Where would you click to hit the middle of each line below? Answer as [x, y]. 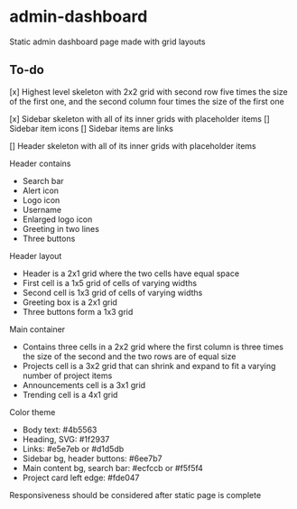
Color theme [32, 412]
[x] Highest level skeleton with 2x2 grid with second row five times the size [148, 91]
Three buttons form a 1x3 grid [78, 311]
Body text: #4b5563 [60, 430]
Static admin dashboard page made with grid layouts [107, 42]
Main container [37, 329]
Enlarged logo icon [57, 219]
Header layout [36, 255]
